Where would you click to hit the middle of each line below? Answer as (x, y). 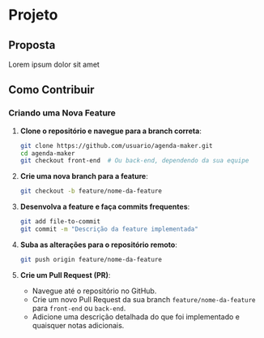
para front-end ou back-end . (79, 308)
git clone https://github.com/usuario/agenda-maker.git (116, 145)
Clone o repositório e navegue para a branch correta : (111, 131)
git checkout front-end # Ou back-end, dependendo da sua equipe (134, 161)
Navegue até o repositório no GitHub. (94, 291)
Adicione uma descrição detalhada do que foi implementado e (136, 316)
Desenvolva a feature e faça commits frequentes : (105, 207)
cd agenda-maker (47, 153)
